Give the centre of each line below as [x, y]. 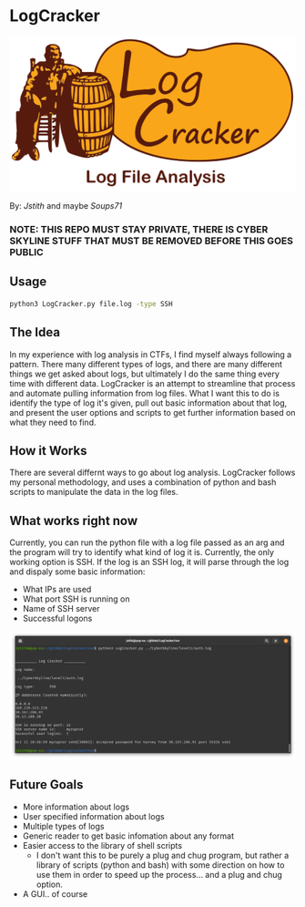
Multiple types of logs [63, 826]
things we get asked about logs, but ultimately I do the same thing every [145, 374]
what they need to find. [53, 422]
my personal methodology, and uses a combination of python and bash [143, 482]
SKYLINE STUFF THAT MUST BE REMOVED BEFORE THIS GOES [152, 241]
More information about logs [76, 807]
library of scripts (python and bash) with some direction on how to [160, 865]
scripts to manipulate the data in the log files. [94, 492]
